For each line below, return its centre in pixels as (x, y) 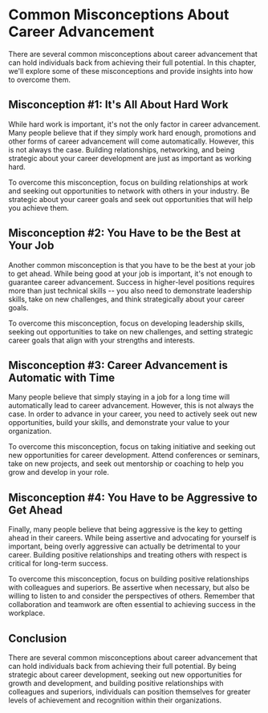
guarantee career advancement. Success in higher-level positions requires (132, 282)
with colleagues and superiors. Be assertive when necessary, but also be (129, 588)
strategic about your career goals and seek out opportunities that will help (130, 199)
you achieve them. (39, 208)
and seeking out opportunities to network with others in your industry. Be (129, 191)
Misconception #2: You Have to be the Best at (124, 233)
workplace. (27, 613)
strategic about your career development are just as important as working (130, 158)
